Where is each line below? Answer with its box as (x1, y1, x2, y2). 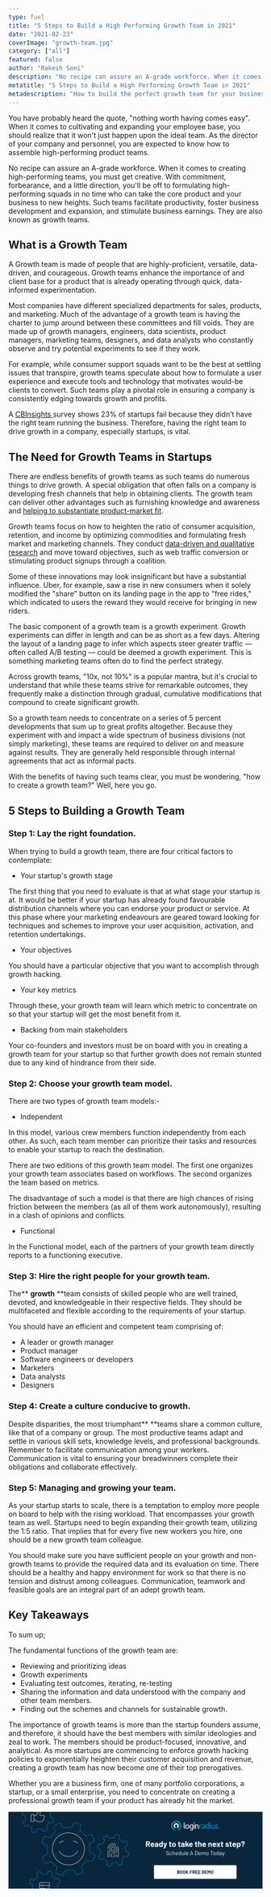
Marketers (19, 1363, 55, 1373)
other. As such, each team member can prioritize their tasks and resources (8, 1136, 256, 1146)
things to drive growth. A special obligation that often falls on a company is (8, 480, 256, 490)
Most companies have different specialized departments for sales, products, (8, 301, 262, 311)
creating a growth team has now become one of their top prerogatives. (8, 1763, 244, 1772)
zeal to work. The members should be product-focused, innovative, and (8, 1737, 248, 1747)
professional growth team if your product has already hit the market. (8, 1795, 236, 1805)
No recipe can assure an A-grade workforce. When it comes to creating (8, 163, 246, 173)
